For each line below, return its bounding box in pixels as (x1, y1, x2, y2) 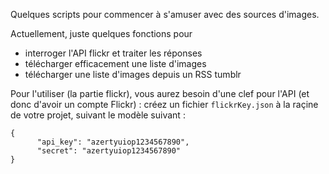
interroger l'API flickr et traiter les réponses (24, 47, 203, 59)
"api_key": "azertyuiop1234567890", (36, 137, 190, 147)
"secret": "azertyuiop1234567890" (36, 146, 182, 156)
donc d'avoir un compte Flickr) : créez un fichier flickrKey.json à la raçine (10, 99, 319, 110)
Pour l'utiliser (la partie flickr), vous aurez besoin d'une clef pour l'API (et (10, 88, 310, 99)
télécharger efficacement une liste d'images (24, 58, 207, 69)
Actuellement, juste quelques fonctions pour (10, 28, 193, 39)
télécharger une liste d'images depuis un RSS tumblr (24, 69, 242, 80)
